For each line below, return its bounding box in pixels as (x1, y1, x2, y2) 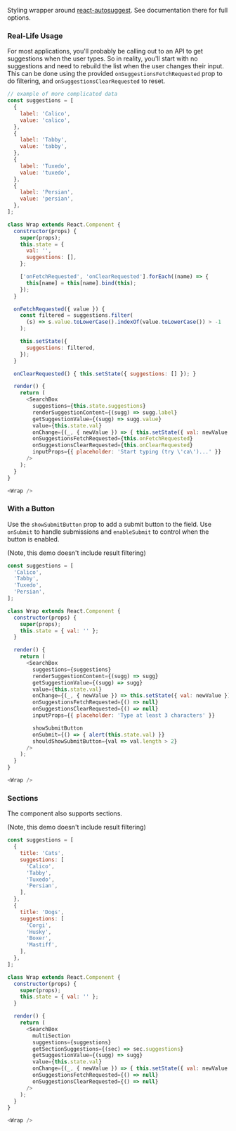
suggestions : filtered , (25, 344, 96, 351)
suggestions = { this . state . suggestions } (32, 403, 146, 410)
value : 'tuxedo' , (20, 169, 71, 176)
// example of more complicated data (7, 91, 118, 98)
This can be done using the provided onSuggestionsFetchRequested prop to (7, 70, 223, 78)
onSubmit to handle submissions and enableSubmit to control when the (7, 527, 209, 536)
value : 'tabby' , (20, 143, 68, 150)
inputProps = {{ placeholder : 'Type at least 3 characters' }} (32, 712, 216, 719)
